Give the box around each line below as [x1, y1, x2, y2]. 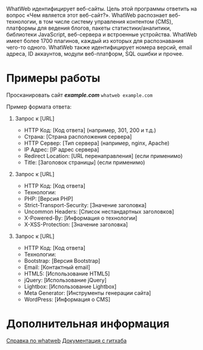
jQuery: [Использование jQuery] [24, 276, 107, 283]
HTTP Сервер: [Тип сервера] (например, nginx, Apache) [24, 139, 170, 147]
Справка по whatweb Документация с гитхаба [6, 337, 127, 344]
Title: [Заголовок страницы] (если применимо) [24, 159, 145, 166]
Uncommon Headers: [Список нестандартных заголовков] [24, 208, 175, 215]
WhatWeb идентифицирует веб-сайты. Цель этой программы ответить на [6, 5, 197, 12]
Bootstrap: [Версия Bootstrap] [24, 257, 101, 264]
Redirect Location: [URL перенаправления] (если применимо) [24, 152, 183, 159]
